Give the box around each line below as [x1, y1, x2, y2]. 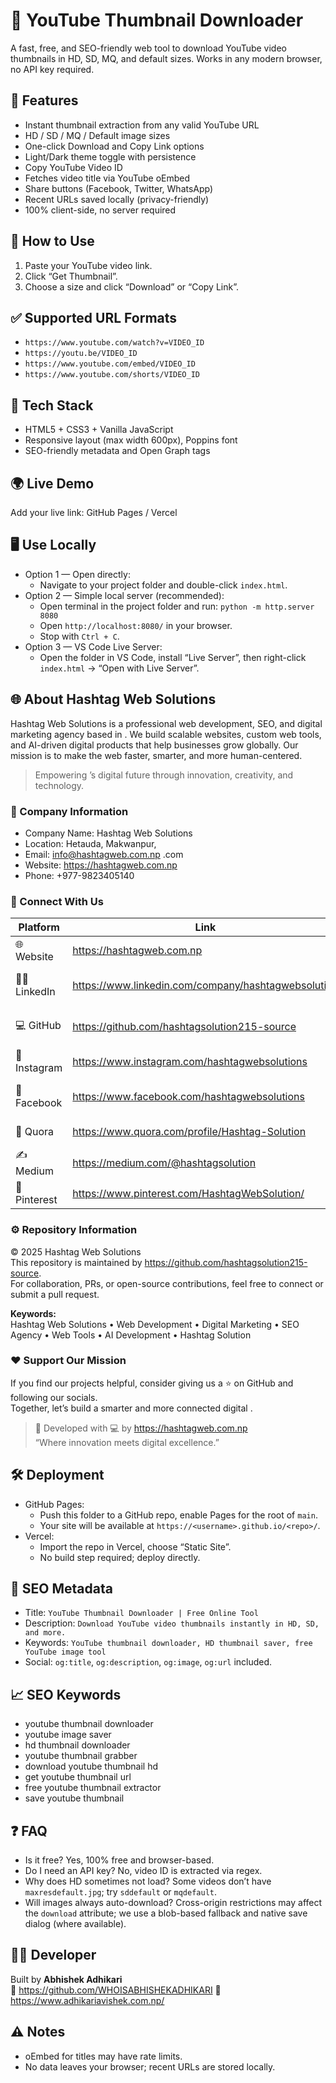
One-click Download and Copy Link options [24, 140, 205, 152]
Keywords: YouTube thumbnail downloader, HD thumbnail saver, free [24, 1637, 313, 1649]
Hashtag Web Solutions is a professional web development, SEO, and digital [10, 717, 323, 729]
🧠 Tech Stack [10, 397, 94, 414]
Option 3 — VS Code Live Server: [24, 640, 163, 653]
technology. [34, 779, 85, 791]
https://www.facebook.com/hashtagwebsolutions [72, 1090, 305, 1104]
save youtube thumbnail [24, 1792, 125, 1804]
